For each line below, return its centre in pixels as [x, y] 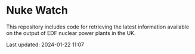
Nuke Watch [37, 10]
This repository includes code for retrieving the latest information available [98, 27]
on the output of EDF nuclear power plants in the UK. [71, 33]
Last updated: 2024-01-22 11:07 [45, 45]
